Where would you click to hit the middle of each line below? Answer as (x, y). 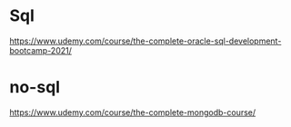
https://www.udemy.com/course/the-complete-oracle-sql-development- (145, 41)
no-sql (35, 88)
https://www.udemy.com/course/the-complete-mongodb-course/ (133, 112)
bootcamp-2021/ (41, 50)
